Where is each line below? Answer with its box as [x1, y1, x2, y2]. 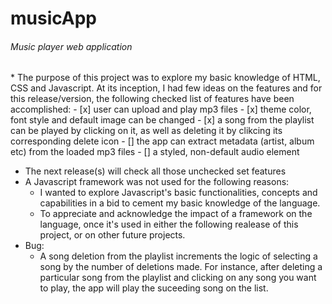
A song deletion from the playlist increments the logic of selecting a [39, 250, 318, 262]
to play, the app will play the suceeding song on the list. [39, 282, 269, 294]
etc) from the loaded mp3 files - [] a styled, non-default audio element [10, 146, 300, 158]
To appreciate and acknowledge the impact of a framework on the [39, 208, 313, 220]
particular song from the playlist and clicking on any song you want [39, 272, 317, 284]
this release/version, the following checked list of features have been [10, 93, 295, 105]
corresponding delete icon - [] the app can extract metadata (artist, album [10, 135, 315, 147]
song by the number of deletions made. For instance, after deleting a [39, 261, 323, 273]
